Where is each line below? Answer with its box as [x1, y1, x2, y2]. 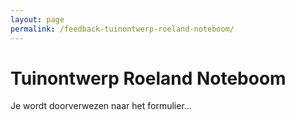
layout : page [10, 14, 65, 25]
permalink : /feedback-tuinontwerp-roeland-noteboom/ [10, 24, 235, 34]
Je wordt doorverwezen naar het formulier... [10, 100, 192, 112]
